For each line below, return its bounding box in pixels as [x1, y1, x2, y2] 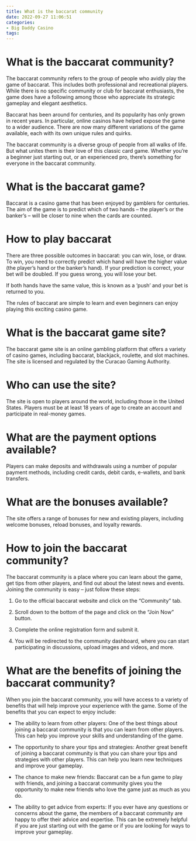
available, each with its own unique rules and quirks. [6, 130, 132, 137]
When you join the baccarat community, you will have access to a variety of [6, 696, 188, 703]
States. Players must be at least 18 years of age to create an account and [6, 404, 183, 411]
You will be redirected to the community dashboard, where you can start [14, 637, 189, 644]
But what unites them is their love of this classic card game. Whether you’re [6, 147, 188, 155]
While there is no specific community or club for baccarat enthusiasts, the [6, 87, 184, 94]
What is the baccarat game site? [6, 326, 166, 339]
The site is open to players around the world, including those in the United [6, 397, 184, 404]
